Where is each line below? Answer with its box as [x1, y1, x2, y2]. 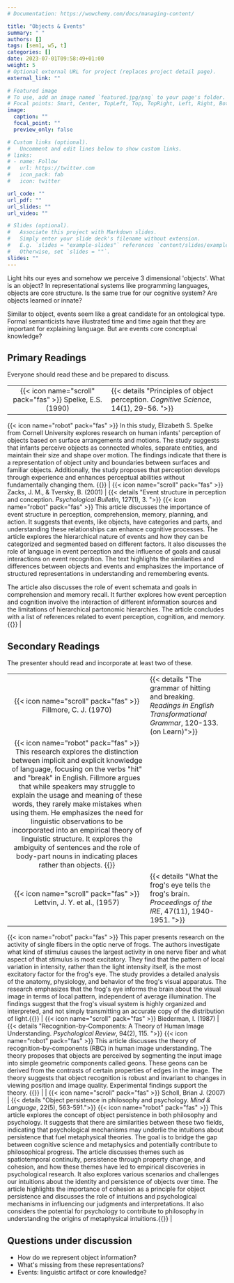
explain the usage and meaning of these [11, 791, 143, 800]
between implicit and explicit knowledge [11, 756, 143, 766]
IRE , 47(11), [149, 906, 190, 916]
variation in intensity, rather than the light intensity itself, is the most [7, 963, 201, 971]
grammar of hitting [149, 683, 211, 693]
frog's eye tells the [149, 880, 211, 890]
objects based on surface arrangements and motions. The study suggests [7, 436, 220, 445]
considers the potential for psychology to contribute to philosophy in [7, 1207, 204, 1215]
